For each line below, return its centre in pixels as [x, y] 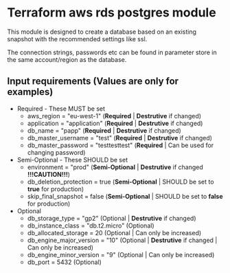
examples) [30, 92]
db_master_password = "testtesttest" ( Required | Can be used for [120, 145]
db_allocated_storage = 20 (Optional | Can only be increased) [114, 232]
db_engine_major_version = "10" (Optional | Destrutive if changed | [122, 240]
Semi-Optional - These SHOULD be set [72, 160]
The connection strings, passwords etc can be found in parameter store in [112, 52]
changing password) [56, 152]
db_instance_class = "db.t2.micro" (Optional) [91, 226]
